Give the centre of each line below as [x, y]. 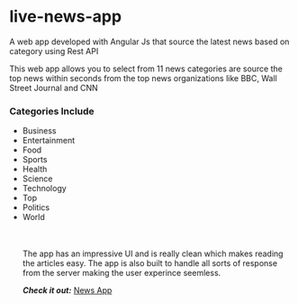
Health [35, 170]
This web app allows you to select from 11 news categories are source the [146, 69]
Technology [45, 189]
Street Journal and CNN [54, 88]
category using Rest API [54, 51]
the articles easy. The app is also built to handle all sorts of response [149, 263]
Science [37, 179]
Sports [35, 160]
